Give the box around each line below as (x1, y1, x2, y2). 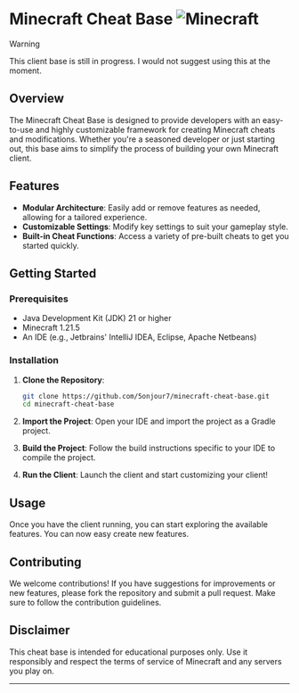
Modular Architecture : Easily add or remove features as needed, (21, 202, 261, 213)
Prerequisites (9, 293, 69, 305)
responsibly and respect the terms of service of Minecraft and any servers (9, 656, 282, 666)
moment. (9, 65, 42, 76)
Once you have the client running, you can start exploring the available (9, 519, 269, 530)
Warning (9, 38, 40, 49)
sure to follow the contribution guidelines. (9, 597, 162, 607)
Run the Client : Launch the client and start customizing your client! (21, 469, 269, 481)
